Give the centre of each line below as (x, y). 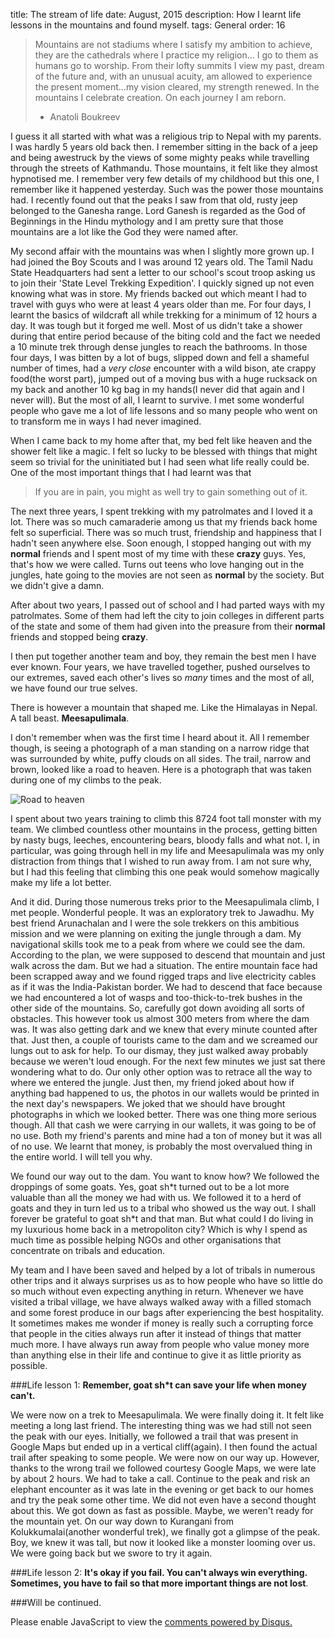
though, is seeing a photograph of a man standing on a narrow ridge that (160, 748)
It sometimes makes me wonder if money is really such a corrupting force (162, 1323)
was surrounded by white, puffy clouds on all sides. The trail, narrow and (161, 758)
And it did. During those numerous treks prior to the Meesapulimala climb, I (165, 902)
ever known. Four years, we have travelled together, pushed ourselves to (160, 667)
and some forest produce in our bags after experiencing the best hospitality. (167, 1312)
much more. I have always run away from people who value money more (160, 1344)
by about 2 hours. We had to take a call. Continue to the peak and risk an (160, 1478)
